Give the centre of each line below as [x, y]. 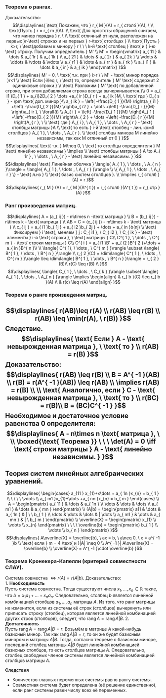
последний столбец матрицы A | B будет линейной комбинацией [72, 645]
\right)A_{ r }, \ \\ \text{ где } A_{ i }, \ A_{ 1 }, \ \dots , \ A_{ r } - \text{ [83, 123]
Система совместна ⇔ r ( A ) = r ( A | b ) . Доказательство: [63, 578]
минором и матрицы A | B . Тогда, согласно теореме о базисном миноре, [81, 640]
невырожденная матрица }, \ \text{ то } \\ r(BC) [83, 398]
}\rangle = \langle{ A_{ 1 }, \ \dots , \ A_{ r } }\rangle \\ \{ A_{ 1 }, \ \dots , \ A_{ [83, 170]
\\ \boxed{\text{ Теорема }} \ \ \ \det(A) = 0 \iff [83, 441]
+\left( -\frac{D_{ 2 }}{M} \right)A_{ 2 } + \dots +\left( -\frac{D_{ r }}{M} [83, 117]
